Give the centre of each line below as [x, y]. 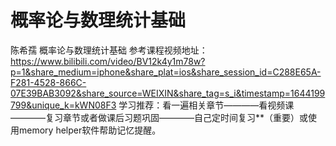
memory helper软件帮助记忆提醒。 [90, 130]
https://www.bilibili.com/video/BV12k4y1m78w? [108, 61]
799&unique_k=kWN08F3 [63, 105]
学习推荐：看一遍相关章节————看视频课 [206, 105]
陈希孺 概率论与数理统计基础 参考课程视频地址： [109, 50]
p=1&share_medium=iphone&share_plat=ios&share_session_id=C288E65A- [166, 72]
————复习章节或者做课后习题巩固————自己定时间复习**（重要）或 [159, 117]
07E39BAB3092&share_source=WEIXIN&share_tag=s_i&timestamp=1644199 [168, 93]
